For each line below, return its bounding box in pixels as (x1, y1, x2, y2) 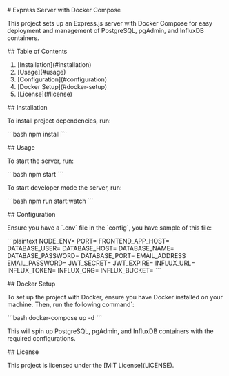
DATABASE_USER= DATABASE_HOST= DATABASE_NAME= (7, 244, 175, 253)
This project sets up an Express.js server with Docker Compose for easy (7, 19, 212, 27)
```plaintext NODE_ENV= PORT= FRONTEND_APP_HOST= (7, 237, 170, 245)
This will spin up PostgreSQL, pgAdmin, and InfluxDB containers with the (7, 327, 214, 335)
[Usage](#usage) (17, 68, 66, 76)
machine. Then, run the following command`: (7, 300, 135, 308)
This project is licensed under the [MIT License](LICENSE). (7, 362, 175, 369)
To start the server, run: (7, 157, 74, 165)
